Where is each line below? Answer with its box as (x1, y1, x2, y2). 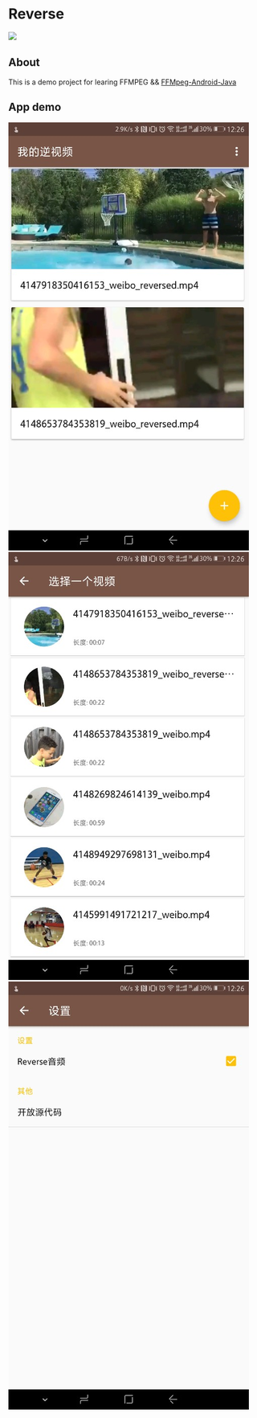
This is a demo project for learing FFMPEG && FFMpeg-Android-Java (8, 77, 237, 87)
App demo (8, 100, 62, 114)
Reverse (8, 5, 64, 23)
